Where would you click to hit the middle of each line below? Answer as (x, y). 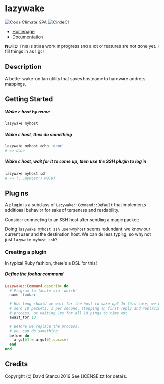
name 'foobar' (24, 295)
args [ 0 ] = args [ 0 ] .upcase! (41, 340)
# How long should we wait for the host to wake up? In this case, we (83, 304)
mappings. (16, 84)
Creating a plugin (26, 252)
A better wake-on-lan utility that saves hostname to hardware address (75, 78)
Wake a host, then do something (39, 134)
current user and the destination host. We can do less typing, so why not (78, 234)
